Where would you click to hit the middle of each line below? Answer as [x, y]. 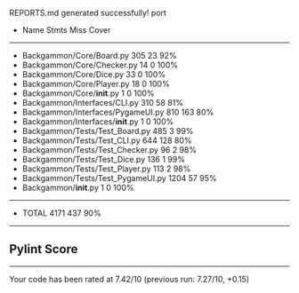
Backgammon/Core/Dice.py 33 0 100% [94, 74]
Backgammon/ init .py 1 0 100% [78, 187]
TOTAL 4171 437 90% [61, 213]
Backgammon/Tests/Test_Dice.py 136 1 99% [103, 159]
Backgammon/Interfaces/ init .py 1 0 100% [98, 122]
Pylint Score [44, 249]
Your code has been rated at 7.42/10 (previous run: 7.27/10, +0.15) [129, 279]
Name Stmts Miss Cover [66, 30]
